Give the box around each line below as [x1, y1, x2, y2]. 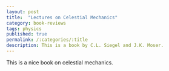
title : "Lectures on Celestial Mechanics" [6, 14, 118, 20]
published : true [6, 31, 47, 37]
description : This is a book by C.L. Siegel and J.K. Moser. [6, 43, 164, 49]
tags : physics [6, 25, 42, 32]
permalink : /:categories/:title [6, 37, 88, 43]
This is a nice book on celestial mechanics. [6, 58, 113, 66]
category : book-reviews [6, 20, 67, 26]
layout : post [6, 8, 39, 15]
